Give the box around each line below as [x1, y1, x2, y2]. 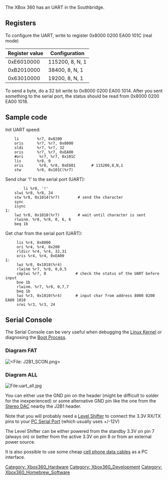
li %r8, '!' [23, 186, 49, 191]
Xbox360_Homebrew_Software [5, 469, 70, 475]
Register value [8, 50, 44, 57]
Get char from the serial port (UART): [5, 230, 82, 236]
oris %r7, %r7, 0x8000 [14, 141, 73, 146]
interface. [5, 454, 25, 460]
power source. [5, 439, 35, 445]
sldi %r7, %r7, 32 [14, 145, 65, 150]
